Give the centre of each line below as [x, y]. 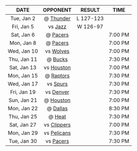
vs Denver [57, 92]
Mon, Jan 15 [23, 76]
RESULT [90, 10]
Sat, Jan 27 [23, 125]
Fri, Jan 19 [23, 92]
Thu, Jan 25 [23, 117]
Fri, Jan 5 [23, 26]
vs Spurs [57, 84]
